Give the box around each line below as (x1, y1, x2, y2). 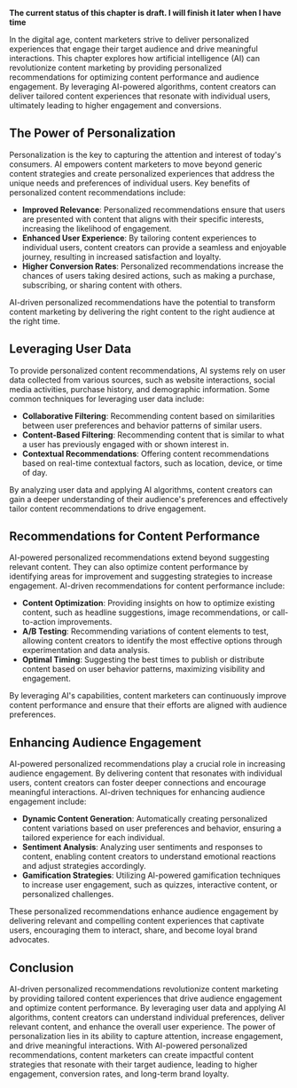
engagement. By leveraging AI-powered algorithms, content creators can (9, 82, 277, 91)
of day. (21, 467, 48, 477)
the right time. (9, 315, 60, 327)
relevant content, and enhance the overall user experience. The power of (9, 1021, 277, 1032)
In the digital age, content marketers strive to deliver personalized (9, 35, 250, 44)
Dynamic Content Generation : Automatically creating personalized (21, 814, 268, 824)
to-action (21, 617, 56, 627)
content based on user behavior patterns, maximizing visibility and (21, 664, 266, 674)
